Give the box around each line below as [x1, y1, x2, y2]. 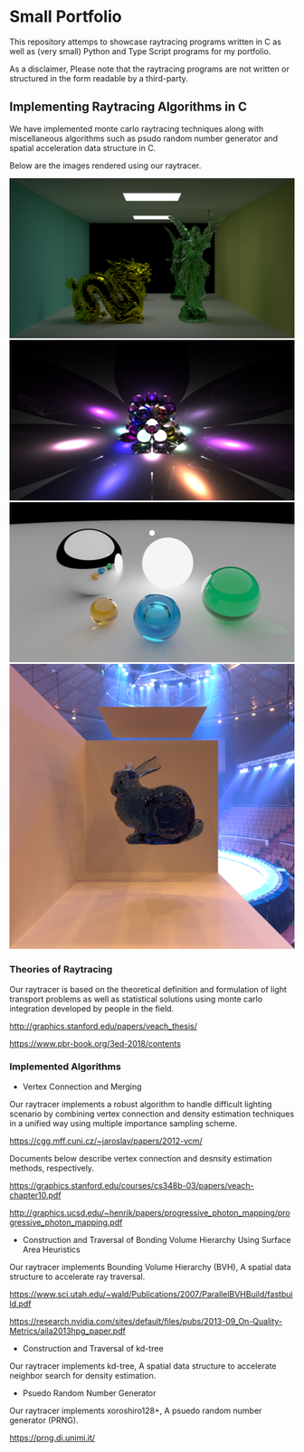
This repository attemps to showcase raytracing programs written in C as [9, 36, 282, 47]
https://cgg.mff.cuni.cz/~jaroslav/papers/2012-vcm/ [9, 1135, 204, 1146]
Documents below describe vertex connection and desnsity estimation [9, 1153, 273, 1163]
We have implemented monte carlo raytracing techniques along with [9, 123, 264, 134]
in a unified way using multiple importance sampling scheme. [9, 1117, 238, 1128]
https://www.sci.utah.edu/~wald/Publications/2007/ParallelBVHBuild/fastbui [9, 1288, 293, 1299]
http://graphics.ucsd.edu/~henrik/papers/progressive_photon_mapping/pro [9, 1207, 291, 1218]
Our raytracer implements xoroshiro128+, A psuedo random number [9, 1405, 262, 1416]
